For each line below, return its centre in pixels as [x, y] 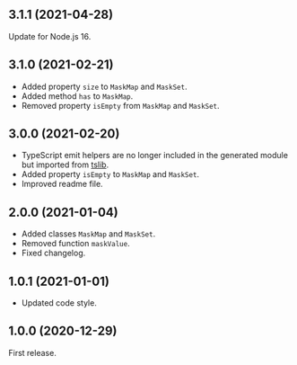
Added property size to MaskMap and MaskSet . [104, 86]
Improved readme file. [62, 184]
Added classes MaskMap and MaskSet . [88, 234]
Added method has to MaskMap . [77, 96]
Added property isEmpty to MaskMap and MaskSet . [110, 174]
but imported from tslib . [65, 165]
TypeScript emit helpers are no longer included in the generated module [155, 156]
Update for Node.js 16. [50, 36]
